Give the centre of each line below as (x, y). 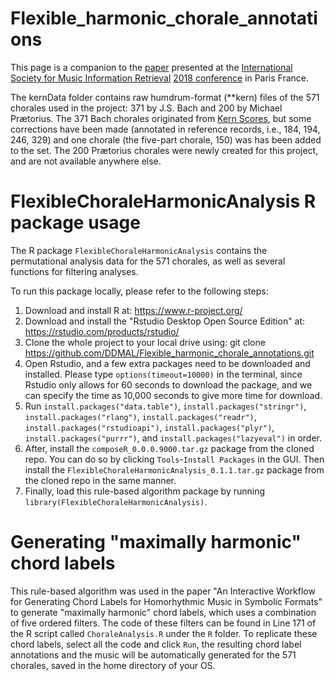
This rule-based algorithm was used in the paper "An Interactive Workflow (163, 591)
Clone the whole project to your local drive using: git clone (145, 342)
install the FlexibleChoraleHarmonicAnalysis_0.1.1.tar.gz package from (174, 469)
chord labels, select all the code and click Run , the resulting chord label (156, 644)
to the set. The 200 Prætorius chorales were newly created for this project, (164, 150)
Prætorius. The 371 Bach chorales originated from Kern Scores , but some (161, 118)
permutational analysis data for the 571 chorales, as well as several (148, 261)
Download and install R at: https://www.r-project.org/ (133, 310)
